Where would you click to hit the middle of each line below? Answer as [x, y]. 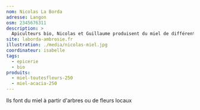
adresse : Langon [26, 17]
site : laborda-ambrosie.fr [40, 39]
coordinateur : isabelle [36, 51]
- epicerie [25, 61]
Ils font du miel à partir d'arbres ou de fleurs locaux [69, 100]
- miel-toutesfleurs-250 [42, 78]
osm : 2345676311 [26, 23]
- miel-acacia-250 [35, 84]
